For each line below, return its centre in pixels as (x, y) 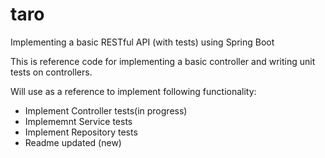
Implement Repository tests (81, 132)
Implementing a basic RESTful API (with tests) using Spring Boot (142, 42)
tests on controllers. (51, 72)
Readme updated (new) (73, 142)
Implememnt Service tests (78, 121)
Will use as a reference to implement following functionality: (133, 91)
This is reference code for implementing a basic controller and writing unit (163, 61)
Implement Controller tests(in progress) (106, 110)
